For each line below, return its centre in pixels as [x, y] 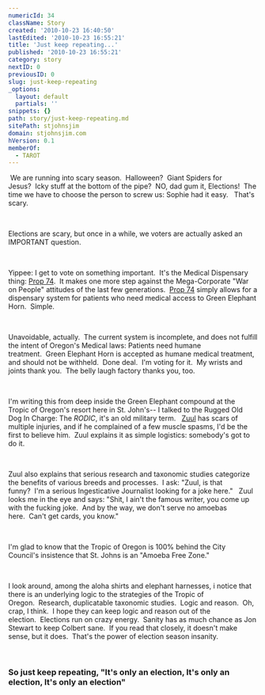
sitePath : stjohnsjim [44, 126]
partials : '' [37, 104]
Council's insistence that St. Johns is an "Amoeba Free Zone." [109, 556]
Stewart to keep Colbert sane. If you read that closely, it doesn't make [123, 628]
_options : [25, 89]
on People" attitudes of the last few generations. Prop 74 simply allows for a [133, 290]
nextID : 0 [25, 67]
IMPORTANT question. [45, 242]
